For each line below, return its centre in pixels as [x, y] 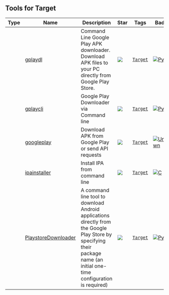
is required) [94, 285]
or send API [94, 149]
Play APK [92, 43]
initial [87, 266]
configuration [97, 278]
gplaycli [34, 109]
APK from [92, 136]
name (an [92, 260]
